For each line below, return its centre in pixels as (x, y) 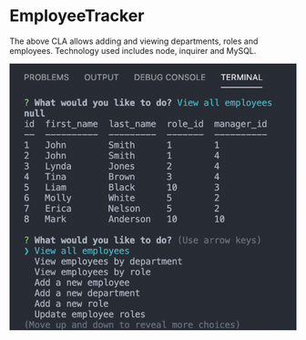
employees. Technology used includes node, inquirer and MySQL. (133, 50)
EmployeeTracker (77, 16)
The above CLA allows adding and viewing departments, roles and (134, 41)
